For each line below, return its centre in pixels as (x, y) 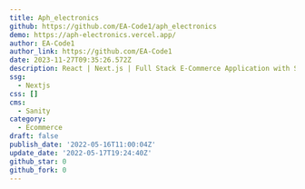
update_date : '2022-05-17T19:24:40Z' (81, 153)
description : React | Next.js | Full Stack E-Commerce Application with (150, 69)
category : (28, 119)
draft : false (34, 136)
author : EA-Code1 (42, 43)
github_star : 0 (38, 161)
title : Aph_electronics (54, 18)
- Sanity (34, 111)
